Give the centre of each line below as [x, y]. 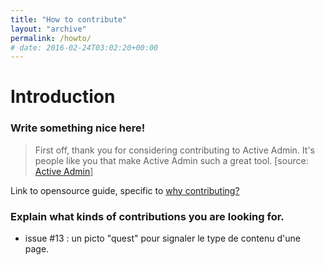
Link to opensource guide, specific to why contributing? [125, 190]
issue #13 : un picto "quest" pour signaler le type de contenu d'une [162, 238]
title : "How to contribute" [69, 19]
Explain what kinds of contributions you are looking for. [147, 216]
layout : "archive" [48, 29]
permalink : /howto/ [51, 38]
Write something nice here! [78, 128]
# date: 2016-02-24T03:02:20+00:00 [84, 47]
